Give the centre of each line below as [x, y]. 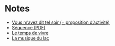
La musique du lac [30, 38]
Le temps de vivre [30, 33]
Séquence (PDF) [28, 27]
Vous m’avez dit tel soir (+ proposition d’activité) [60, 22]
